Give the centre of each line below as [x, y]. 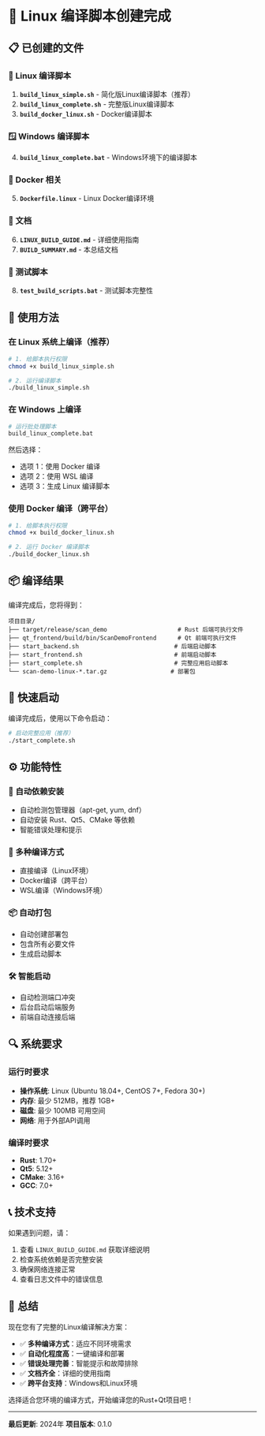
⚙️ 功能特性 [35, 767]
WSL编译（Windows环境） [63, 890]
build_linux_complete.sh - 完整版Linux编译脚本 [97, 104]
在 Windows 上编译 [45, 409]
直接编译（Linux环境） [56, 871]
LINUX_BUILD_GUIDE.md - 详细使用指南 [79, 239]
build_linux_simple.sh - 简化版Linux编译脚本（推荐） [107, 94]
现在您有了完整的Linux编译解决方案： [69, 1326]
